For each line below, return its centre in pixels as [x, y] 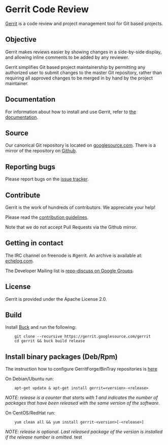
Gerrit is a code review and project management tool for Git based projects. [84, 23]
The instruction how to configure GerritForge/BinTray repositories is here [81, 369]
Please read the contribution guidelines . [47, 217]
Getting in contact [34, 243]
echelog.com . [20, 260]
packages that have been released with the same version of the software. [83, 403]
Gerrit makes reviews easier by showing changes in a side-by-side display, [83, 51]
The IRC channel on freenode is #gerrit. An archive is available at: [74, 255]
